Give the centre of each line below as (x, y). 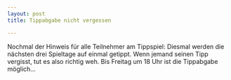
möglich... (22, 69)
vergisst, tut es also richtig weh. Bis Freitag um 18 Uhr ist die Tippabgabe (113, 61)
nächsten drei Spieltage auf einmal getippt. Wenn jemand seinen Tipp (108, 54)
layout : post (26, 14)
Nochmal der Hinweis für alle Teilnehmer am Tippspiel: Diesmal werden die (116, 46)
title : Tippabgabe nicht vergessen (59, 20)
